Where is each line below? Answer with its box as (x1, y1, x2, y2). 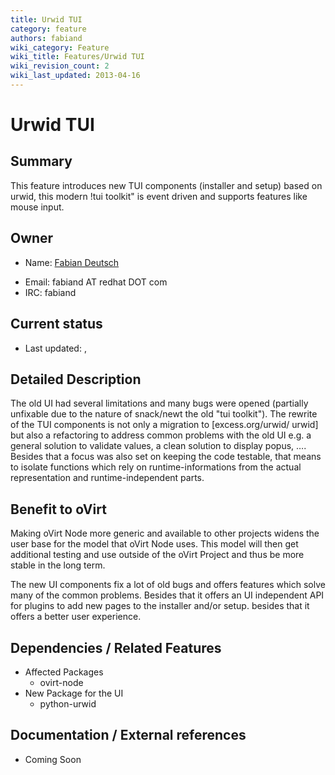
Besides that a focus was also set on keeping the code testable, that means (10, 451, 322, 463)
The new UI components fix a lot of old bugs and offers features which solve (10, 579, 326, 591)
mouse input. (10, 201, 65, 213)
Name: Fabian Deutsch (24, 256, 120, 268)
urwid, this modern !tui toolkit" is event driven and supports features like (10, 190, 308, 202)
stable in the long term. (10, 559, 106, 571)
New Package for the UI (24, 687, 124, 699)
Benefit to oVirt (10, 501, 107, 518)
